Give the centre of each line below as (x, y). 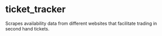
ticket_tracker (35, 9)
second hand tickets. (27, 28)
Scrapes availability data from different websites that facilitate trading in (81, 23)
